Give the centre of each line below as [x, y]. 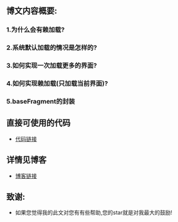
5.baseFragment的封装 [41, 101]
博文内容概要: [32, 11]
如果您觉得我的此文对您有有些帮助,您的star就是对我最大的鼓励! [94, 213]
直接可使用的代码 [38, 123]
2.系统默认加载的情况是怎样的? [52, 48]
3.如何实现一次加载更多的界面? [52, 66]
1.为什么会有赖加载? [36, 30]
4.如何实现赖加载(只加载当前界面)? [57, 84]
